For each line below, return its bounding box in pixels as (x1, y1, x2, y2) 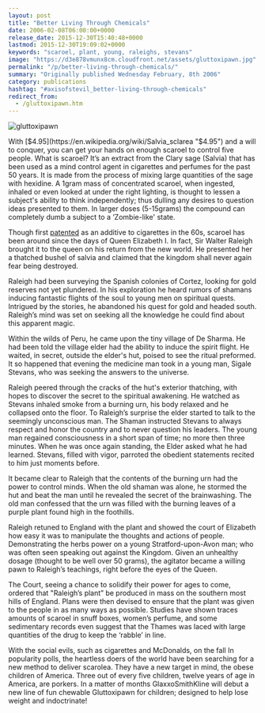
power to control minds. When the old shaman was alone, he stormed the (8, 482, 248, 492)
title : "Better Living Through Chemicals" (8, 19, 150, 27)
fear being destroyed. (8, 262, 79, 271)
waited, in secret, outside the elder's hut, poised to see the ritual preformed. (8, 351, 256, 360)
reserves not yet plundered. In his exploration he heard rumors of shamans (8, 285, 252, 295)
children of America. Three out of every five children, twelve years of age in (8, 671, 256, 681)
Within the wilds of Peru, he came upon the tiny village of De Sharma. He (8, 334, 246, 344)
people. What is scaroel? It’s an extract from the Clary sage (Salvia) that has (8, 153, 256, 163)
